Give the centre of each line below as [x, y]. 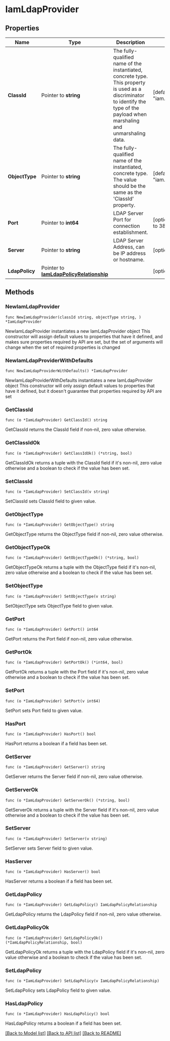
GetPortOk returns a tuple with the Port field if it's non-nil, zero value [77, 672]
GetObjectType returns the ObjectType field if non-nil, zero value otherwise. [84, 534]
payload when [130, 114]
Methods [20, 292]
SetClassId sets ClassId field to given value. [51, 501]
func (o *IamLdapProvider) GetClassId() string [56, 420]
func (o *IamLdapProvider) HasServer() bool [53, 872]
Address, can [129, 247]
